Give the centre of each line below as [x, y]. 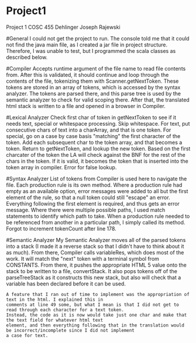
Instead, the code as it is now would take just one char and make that [97, 315]
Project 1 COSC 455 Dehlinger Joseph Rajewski [63, 27]
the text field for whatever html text [55, 320]
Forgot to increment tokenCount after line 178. [61, 228]
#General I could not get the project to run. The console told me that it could [98, 38]
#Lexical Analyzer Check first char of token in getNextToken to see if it [91, 117]
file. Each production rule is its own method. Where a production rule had [94, 185]
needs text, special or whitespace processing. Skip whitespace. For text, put [98, 123]
